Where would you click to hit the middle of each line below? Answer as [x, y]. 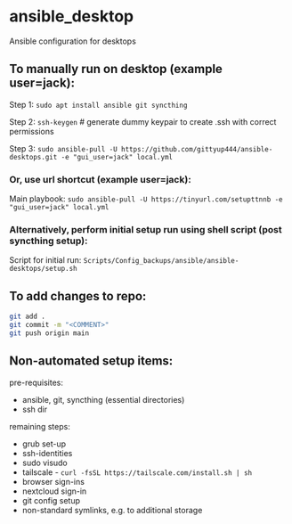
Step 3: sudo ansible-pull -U [63, 148]
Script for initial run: [45, 260]
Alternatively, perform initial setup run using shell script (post [146, 229]
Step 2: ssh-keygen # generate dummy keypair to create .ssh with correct [143, 121]
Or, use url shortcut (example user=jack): [100, 179]
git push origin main [49, 333]
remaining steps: [40, 426]
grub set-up [44, 444]
